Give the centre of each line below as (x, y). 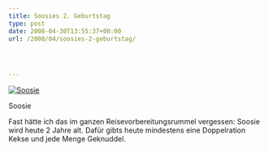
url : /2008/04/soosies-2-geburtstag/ (72, 39)
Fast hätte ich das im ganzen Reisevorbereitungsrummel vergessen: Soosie (134, 122)
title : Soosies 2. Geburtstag (60, 16)
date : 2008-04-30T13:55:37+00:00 (65, 31)
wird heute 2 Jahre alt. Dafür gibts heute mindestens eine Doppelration (127, 130)
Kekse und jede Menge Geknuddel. (67, 139)
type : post (27, 24)
